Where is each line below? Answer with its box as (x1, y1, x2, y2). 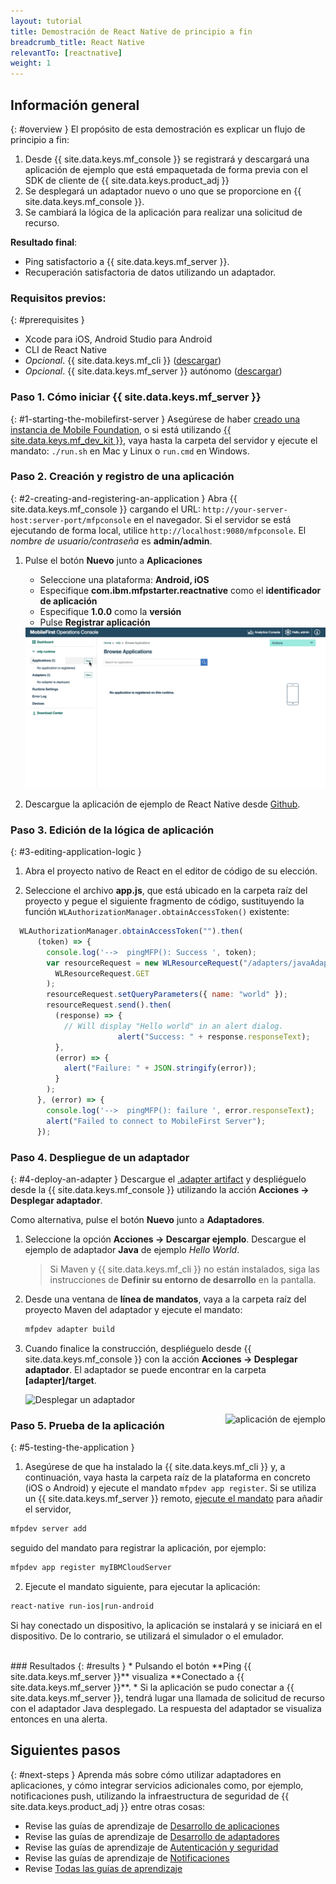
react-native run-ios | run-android (10, 1601, 155, 1611)
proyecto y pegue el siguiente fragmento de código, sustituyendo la (24, 895, 305, 907)
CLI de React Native (24, 344, 107, 356)
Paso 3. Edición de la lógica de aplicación (10, 823, 215, 837)
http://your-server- (202, 505, 288, 515)
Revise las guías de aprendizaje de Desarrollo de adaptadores (24, 1830, 280, 1842)
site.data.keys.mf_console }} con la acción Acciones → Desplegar (24, 1353, 298, 1365)
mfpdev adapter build (24, 1324, 115, 1334)
